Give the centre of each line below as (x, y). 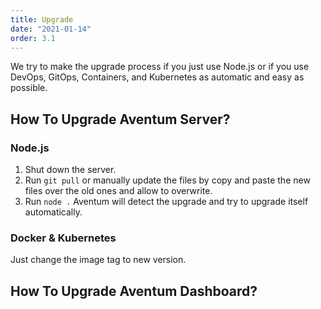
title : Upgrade (42, 19)
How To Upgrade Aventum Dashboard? (134, 291)
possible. (29, 88)
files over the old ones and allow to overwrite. (118, 191)
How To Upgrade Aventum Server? (120, 119)
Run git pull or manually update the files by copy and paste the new (167, 180)
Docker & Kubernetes (63, 238)
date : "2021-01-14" (51, 29)
